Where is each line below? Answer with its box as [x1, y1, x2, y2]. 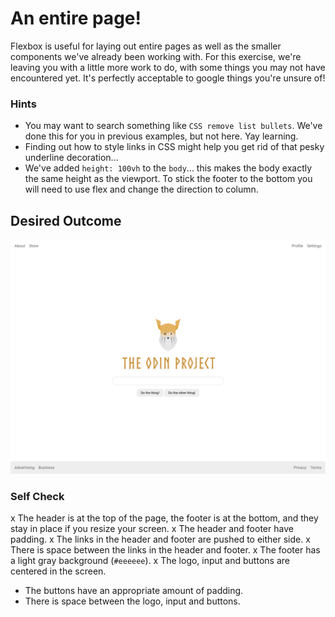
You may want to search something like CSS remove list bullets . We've [24, 120, 323, 132]
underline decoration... [24, 152, 119, 164]
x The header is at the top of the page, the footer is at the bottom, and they [10, 512, 319, 524]
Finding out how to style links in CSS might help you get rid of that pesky [24, 141, 325, 153]
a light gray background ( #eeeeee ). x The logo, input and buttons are [10, 555, 290, 567]
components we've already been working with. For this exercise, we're [10, 50, 302, 62]
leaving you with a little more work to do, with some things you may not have [10, 61, 326, 73]
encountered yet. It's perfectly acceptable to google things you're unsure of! [10, 72, 326, 84]
